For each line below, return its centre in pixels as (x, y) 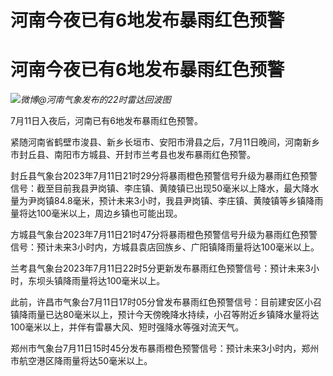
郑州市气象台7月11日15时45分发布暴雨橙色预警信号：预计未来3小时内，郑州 (165, 348)
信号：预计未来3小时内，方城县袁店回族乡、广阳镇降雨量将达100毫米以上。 (165, 247)
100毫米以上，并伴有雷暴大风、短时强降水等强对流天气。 (127, 327)
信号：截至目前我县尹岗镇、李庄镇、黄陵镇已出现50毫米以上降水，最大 (156, 188)
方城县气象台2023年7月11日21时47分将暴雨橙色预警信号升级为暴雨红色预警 (164, 235)
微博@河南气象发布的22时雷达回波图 (96, 100)
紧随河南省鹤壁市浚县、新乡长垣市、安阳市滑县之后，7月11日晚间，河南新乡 (165, 142)
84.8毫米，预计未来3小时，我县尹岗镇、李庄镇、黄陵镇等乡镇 (180, 201)
